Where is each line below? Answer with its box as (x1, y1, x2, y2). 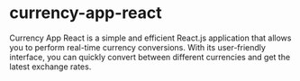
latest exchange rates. (9, 61, 92, 72)
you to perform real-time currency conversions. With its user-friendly (9, 41, 266, 52)
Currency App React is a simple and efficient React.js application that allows (9, 32, 292, 43)
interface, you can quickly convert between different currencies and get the (9, 51, 291, 62)
